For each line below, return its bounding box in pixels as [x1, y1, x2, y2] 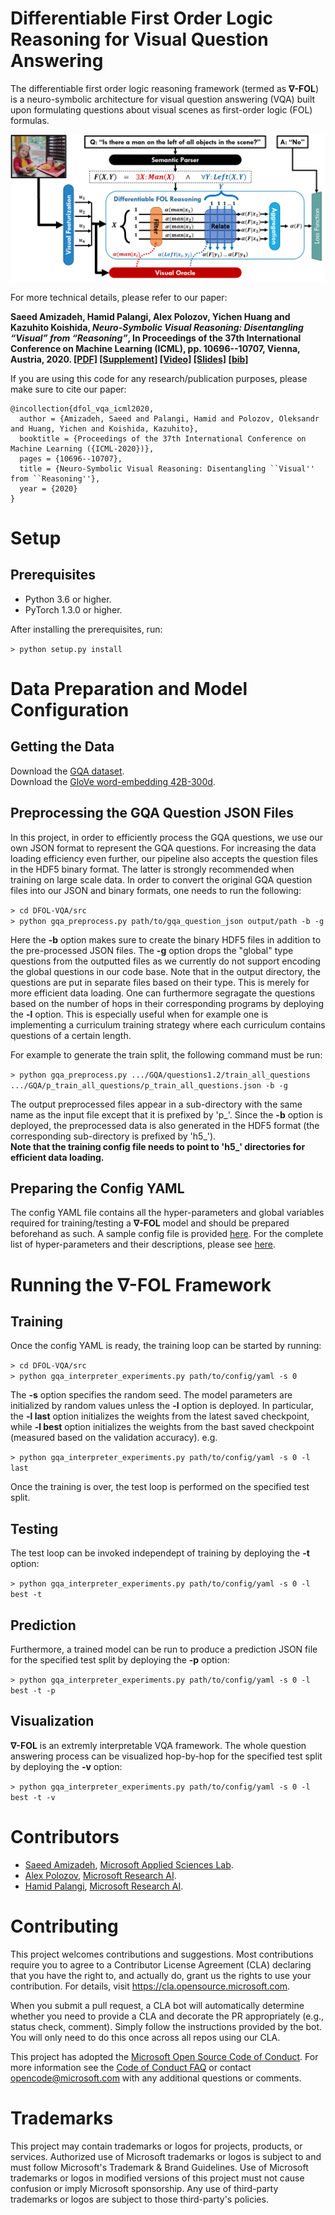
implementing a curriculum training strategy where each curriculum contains [10, 1018, 326, 1031]
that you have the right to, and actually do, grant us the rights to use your [10, 1969, 312, 1981]
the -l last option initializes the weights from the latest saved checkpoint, [10, 1410, 310, 1422]
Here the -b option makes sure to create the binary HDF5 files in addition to [10, 933, 322, 946]
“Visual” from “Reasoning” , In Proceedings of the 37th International [10, 332, 302, 344]
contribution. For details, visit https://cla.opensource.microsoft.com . [10, 1980, 291, 1992]
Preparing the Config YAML [10, 1180, 185, 1197]
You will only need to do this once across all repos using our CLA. [10, 2031, 281, 2043]
